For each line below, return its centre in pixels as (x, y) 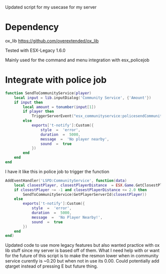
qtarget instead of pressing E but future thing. (52, 266)
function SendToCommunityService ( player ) (48, 93)
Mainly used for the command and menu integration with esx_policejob (77, 60)
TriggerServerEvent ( (53, 116)
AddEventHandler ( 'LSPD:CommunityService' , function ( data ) (66, 181)
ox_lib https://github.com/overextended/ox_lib (52, 41)
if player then (39, 112)
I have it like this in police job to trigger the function (57, 171)
